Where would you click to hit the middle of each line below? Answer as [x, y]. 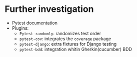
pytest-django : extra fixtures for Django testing [68, 44]
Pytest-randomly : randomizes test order [60, 33]
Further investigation [49, 9]
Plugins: [20, 28]
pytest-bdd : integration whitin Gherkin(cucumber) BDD [75, 49]
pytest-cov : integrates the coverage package [65, 39]
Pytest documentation [35, 23]
